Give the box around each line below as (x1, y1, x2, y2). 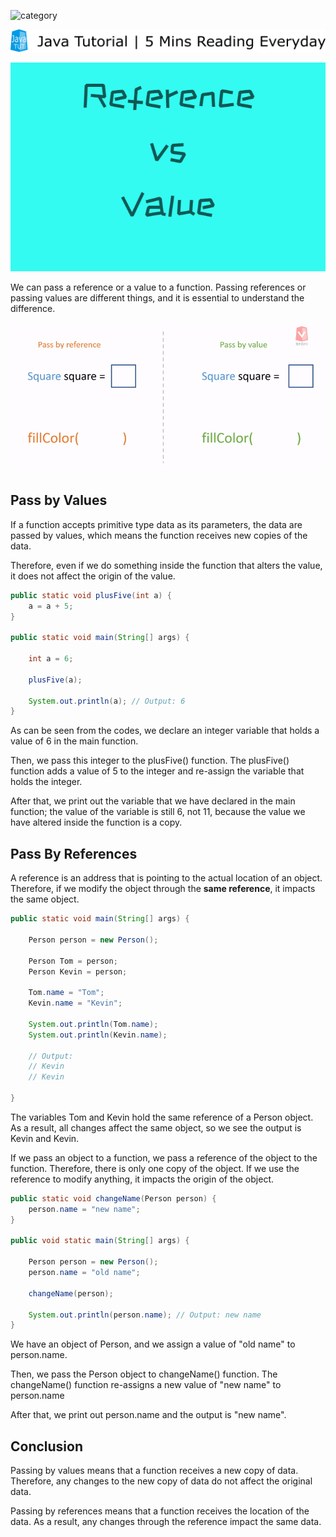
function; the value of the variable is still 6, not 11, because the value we (10, 806, 306, 818)
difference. (10, 303, 56, 314)
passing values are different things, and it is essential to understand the (10, 292, 305, 304)
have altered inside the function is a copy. (10, 816, 183, 829)
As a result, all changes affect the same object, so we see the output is (10, 1121, 302, 1134)
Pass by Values (10, 492, 108, 509)
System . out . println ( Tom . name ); (28, 1019, 159, 1029)
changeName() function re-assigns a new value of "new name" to (10, 1379, 282, 1391)
